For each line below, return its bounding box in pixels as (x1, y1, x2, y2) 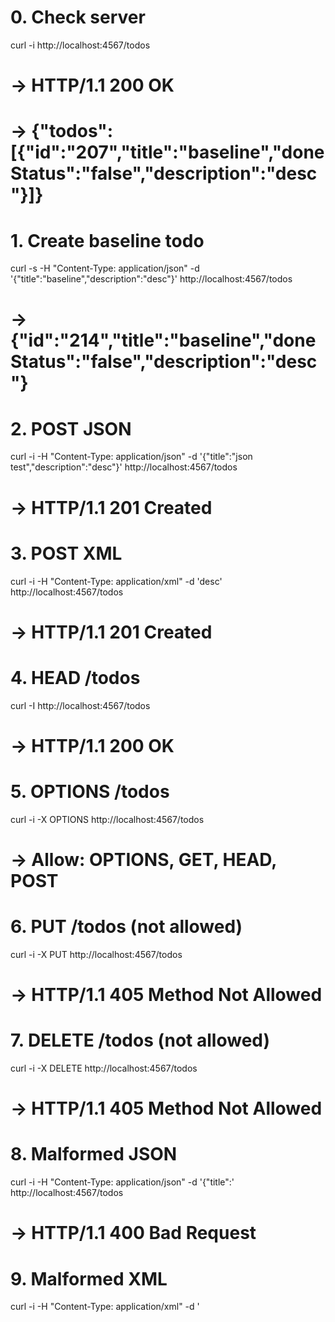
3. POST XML (10, 542, 123, 565)
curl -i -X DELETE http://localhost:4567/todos (10, 1062, 198, 1074)
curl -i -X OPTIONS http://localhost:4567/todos (10, 813, 205, 825)
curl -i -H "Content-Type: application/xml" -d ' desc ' (10, 575, 223, 587)
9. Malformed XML (10, 1267, 168, 1290)
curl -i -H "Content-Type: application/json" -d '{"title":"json (10, 451, 253, 463)
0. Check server (10, 6, 146, 29)
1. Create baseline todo (10, 229, 205, 252)
